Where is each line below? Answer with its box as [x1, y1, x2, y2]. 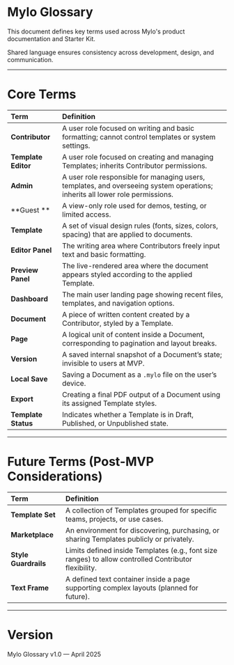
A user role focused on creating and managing [62, 152, 214, 162]
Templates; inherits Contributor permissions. [62, 161, 208, 171]
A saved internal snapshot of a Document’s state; [62, 350, 222, 359]
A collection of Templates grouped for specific [65, 506, 217, 515]
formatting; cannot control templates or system [62, 132, 216, 141]
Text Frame [10, 583, 49, 593]
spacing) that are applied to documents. [62, 229, 193, 239]
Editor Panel [10, 245, 52, 255]
